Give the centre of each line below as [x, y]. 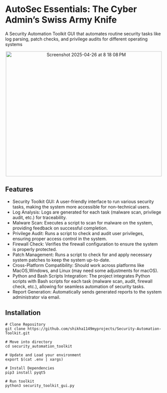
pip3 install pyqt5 [25, 372]
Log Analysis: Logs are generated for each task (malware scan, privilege [87, 212]
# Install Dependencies [30, 368]
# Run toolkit [20, 381]
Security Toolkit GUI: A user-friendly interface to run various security [83, 201]
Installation [23, 313]
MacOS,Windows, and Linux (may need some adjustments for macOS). [85, 270]
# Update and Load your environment [43, 355]
